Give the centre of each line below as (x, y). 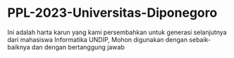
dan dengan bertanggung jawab (78, 47)
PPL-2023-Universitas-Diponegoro (112, 13)
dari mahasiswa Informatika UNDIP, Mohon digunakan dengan (98, 39)
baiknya (19, 47)
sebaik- (200, 39)
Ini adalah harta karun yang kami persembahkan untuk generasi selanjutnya (117, 32)
